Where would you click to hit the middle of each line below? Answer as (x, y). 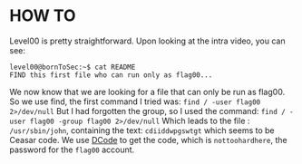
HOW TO (43, 16)
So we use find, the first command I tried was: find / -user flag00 (135, 101)
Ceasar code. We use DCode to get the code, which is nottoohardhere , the (148, 140)
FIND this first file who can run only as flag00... (111, 75)
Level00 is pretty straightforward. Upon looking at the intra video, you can (147, 41)
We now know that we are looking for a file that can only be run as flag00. (147, 92)
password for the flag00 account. (72, 150)
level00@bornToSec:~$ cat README (73, 67)
